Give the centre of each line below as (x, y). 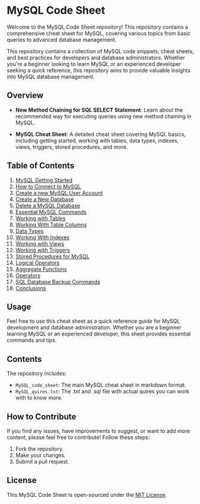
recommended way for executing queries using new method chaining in (103, 116)
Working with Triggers (43, 250)
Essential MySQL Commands (51, 212)
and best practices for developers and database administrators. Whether (96, 57)
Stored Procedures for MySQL (52, 256)
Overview (25, 95)
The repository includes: (37, 374)
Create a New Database (45, 199)
